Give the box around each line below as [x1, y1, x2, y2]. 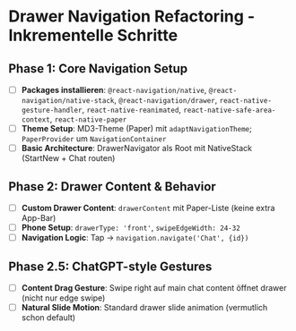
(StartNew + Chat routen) [21, 153, 116, 164]
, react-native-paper [49, 114, 127, 124]
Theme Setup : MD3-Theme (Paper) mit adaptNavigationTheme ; [21, 123, 252, 134]
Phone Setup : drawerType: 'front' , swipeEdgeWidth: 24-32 [21, 222, 241, 233]
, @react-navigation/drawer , [114, 95, 218, 106]
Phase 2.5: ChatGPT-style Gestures [8, 259, 213, 274]
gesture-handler [21, 106, 83, 115]
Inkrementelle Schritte [8, 25, 178, 46]
